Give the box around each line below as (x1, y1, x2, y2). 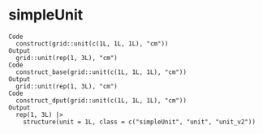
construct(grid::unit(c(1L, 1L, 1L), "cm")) (15, 39, 169, 48)
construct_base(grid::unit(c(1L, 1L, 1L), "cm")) (15, 67, 187, 76)
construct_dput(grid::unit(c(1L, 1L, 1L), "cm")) (15, 96, 187, 105)
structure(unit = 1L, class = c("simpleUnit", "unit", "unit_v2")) (23, 118, 256, 126)
